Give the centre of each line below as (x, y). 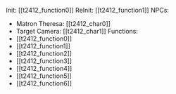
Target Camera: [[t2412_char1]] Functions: (77, 31)
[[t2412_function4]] (44, 68)
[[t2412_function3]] (44, 61)
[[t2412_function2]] (44, 53)
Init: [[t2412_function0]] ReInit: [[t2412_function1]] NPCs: (88, 10)
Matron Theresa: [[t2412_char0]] (63, 23)
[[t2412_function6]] (44, 83)
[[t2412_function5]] (44, 76)
